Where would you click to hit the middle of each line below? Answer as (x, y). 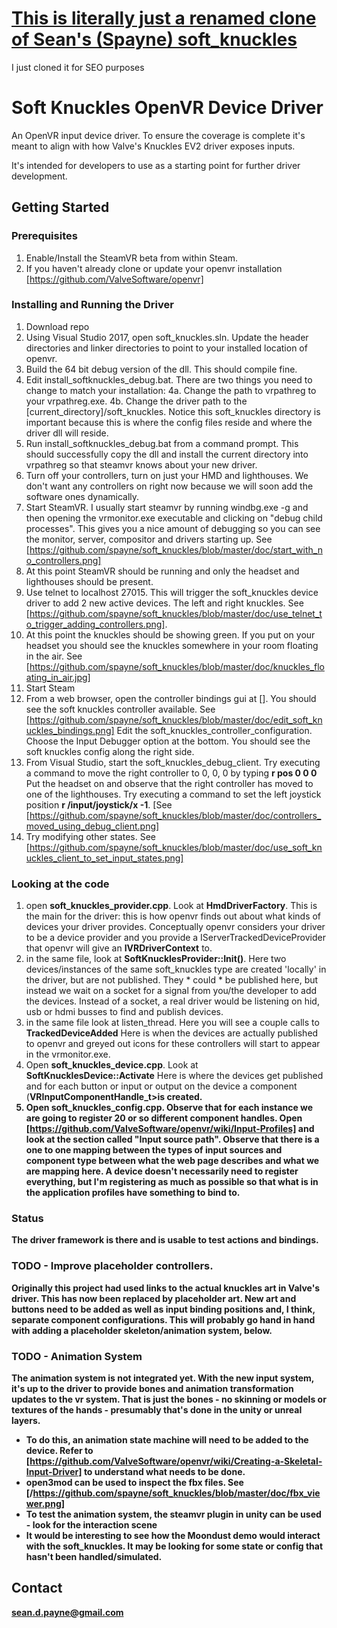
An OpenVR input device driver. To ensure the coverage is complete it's (158, 135)
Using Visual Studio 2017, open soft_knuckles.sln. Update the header (167, 337)
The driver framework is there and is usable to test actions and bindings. (165, 1240)
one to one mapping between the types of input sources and (154, 1150)
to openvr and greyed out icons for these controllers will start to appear (173, 1044)
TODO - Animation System (77, 1356)
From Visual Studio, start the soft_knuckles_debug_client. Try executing (173, 762)
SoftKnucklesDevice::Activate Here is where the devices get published (174, 1076)
